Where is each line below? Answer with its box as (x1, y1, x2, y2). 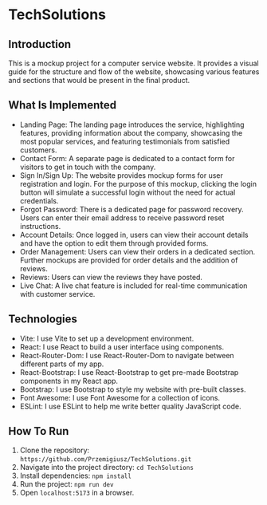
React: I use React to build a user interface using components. (19, 341, 225, 352)
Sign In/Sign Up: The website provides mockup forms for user (19, 170, 223, 180)
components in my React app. (19, 376, 118, 385)
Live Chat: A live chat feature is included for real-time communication (19, 281, 248, 290)
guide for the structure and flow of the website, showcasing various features (8, 67, 260, 77)
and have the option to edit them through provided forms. (19, 238, 209, 248)
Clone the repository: (19, 445, 90, 456)
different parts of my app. (19, 359, 104, 369)
